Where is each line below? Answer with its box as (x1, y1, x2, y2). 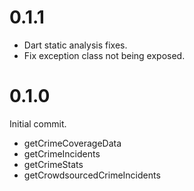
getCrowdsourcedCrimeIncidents (23, 169, 161, 181)
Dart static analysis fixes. (23, 39, 128, 51)
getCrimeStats (23, 158, 84, 170)
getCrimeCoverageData (23, 137, 122, 149)
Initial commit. (9, 117, 67, 130)
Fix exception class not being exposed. (23, 49, 186, 61)
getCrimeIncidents (23, 147, 101, 160)
